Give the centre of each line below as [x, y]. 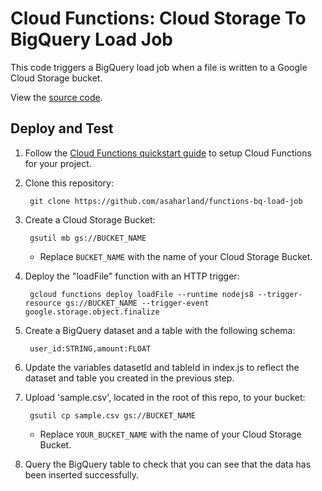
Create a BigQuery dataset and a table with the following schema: [160, 330]
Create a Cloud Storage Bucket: [90, 219]
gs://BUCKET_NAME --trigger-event [137, 303]
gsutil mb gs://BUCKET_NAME [88, 238]
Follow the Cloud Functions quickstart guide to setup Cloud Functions [168, 153]
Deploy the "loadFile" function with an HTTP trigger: [132, 276]
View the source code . [56, 97]
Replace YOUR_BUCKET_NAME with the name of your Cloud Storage [170, 434]
